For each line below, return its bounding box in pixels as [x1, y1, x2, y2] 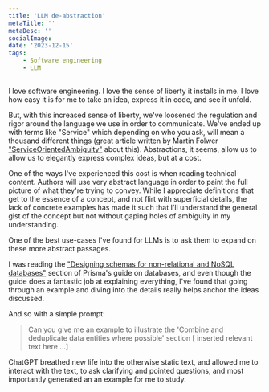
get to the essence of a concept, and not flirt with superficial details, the [8, 194, 247, 203]
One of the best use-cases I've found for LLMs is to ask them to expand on [8, 235, 257, 245]
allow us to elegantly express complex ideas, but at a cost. [8, 153, 202, 162]
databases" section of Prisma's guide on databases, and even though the [8, 267, 251, 277]
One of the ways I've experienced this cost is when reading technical [8, 168, 237, 178]
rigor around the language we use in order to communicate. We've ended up [8, 118, 261, 129]
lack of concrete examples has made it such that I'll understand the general [8, 202, 258, 212]
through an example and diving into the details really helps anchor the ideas [8, 284, 259, 294]
